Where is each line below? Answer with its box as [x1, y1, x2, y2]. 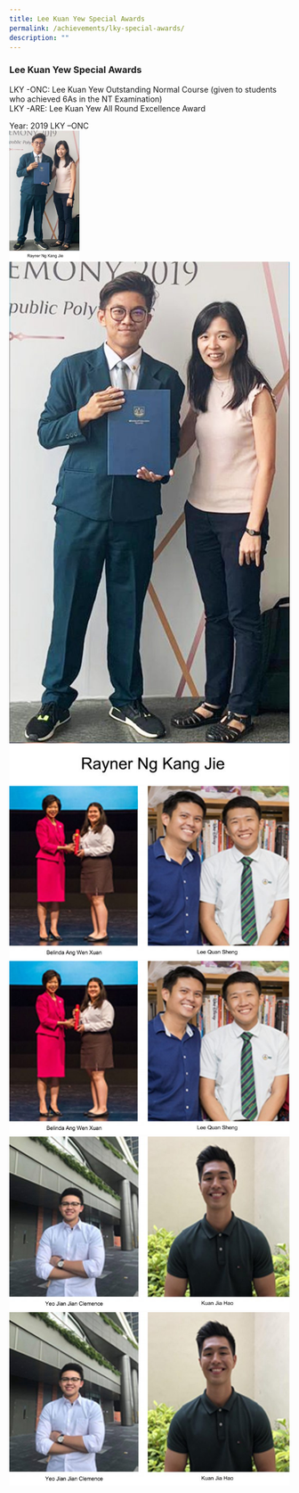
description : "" [9, 33, 69, 42]
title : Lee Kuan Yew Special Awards [9, 14, 145, 23]
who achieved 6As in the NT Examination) [9, 94, 163, 104]
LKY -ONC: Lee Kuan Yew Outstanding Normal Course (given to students [9, 84, 278, 95]
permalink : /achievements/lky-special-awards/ [9, 23, 185, 33]
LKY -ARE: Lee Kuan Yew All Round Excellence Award [9, 103, 206, 113]
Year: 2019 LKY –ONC [9, 120, 89, 131]
